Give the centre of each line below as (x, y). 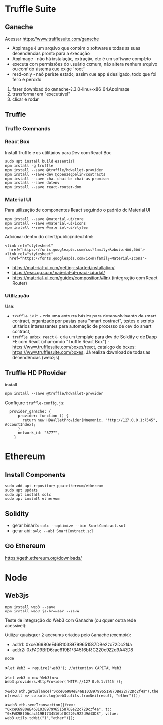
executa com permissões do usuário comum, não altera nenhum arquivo (85, 64)
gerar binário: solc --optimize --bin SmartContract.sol (69, 525)
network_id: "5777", (39, 433)
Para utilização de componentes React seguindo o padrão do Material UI (78, 210)
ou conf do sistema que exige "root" (48, 69)
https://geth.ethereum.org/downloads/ (44, 558)
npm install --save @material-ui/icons (45, 223)
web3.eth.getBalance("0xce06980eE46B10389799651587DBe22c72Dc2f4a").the (83, 691)
